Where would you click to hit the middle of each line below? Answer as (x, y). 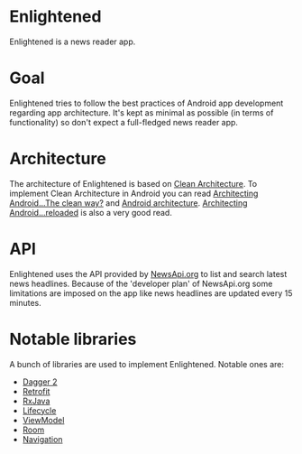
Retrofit (36, 391)
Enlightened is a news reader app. (73, 42)
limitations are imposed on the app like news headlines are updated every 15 (151, 293)
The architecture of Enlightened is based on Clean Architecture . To (133, 183)
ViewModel (43, 420)
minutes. (26, 302)
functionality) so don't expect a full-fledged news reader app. (124, 122)
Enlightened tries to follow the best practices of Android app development (146, 103)
